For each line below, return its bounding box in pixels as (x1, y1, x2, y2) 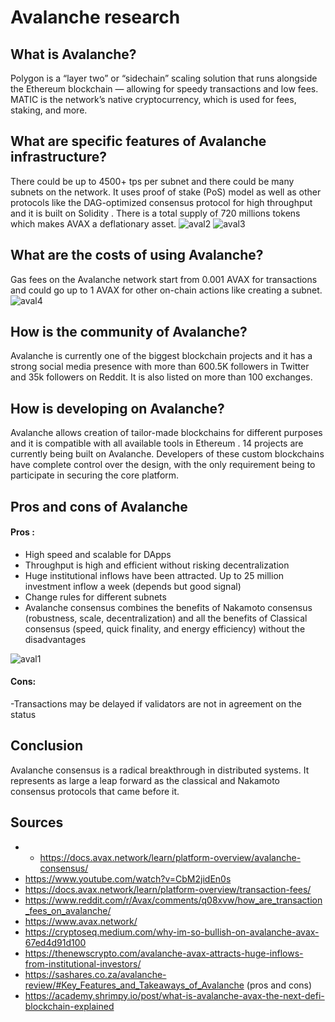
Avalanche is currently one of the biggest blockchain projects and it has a (10, 350, 313, 362)
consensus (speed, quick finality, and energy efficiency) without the (24, 622, 306, 635)
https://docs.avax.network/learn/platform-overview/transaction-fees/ (24, 883, 312, 895)
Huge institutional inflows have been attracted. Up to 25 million (24, 569, 285, 581)
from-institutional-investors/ (24, 957, 142, 970)
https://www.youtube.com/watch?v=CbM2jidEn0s (24, 872, 232, 885)
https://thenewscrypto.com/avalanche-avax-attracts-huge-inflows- (24, 947, 304, 959)
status (10, 709, 37, 721)
